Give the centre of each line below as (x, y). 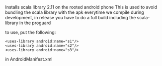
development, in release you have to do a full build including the (71, 17)
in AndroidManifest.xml (29, 59)
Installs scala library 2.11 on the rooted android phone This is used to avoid (81, 7)
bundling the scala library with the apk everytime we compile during (75, 12)
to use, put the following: (31, 32)
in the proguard (35, 23)
